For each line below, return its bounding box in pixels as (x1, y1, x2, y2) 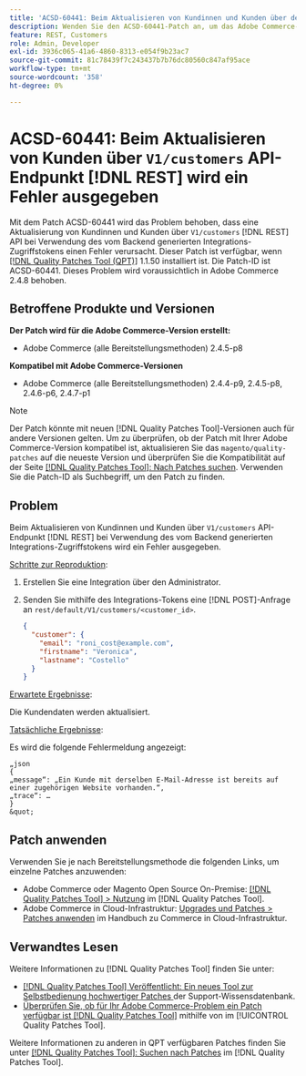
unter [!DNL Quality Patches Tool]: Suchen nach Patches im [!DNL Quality (9, 1047, 285, 1058)
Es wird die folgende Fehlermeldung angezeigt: (9, 742, 187, 753)
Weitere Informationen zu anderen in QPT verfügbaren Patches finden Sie (9, 1037, 287, 1048)
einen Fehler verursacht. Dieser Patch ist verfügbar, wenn (66, 245, 282, 256)
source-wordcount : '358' (9, 73, 104, 82)
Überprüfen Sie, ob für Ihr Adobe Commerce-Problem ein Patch (22, 999, 262, 1011)
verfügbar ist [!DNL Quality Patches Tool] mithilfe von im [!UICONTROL (22, 1009, 289, 1020)
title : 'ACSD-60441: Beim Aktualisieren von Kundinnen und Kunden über (9, 13, 287, 23)
